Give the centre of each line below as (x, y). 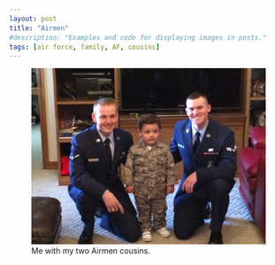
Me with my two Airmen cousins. (91, 251)
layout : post (33, 19)
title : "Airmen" (39, 28)
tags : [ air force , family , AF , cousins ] (85, 47)
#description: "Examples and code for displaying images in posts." (138, 37)
